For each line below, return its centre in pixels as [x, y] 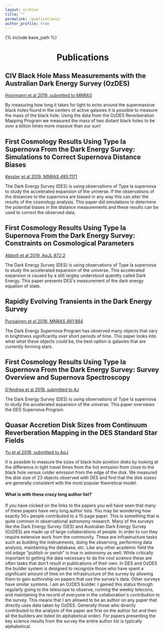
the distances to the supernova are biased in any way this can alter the [77, 197]
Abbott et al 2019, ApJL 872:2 [35, 255]
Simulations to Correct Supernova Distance [73, 157]
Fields [15, 440]
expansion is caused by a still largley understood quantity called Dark [76, 275]
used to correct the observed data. [40, 213]
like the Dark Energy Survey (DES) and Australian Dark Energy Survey [76, 526]
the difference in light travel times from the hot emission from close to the [80, 467]
